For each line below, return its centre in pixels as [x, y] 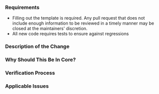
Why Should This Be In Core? [41, 60]
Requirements [22, 7]
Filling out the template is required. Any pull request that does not [79, 18]
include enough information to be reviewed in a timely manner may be [83, 23]
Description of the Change [37, 47]
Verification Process [30, 73]
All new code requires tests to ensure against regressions [70, 34]
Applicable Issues [27, 86]
